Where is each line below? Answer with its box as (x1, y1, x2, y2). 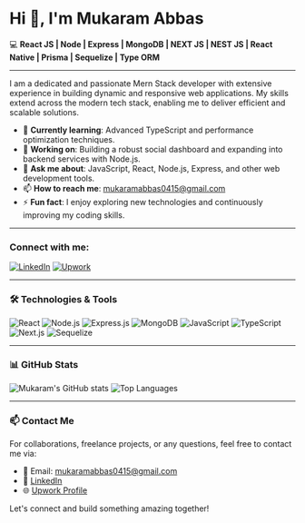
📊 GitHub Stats (9, 359, 79, 371)
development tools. (22, 173, 95, 183)
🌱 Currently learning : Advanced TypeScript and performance (22, 124, 254, 135)
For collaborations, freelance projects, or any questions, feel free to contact (9, 439, 292, 449)
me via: (9, 449, 37, 459)
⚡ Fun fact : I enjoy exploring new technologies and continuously (22, 196, 263, 207)
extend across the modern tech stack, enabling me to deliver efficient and (9, 97, 286, 108)
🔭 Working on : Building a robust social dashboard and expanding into (22, 143, 283, 154)
